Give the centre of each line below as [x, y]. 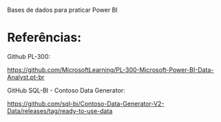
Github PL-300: [29, 56]
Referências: [44, 38]
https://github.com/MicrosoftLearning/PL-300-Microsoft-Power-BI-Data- [110, 70]
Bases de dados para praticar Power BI [63, 10]
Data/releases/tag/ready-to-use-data [60, 111]
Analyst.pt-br [26, 77]
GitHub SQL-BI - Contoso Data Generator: [66, 90]
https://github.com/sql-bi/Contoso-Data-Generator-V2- [86, 103]
